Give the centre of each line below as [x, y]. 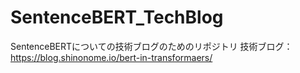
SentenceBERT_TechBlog [117, 17]
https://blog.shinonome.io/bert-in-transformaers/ [111, 57]
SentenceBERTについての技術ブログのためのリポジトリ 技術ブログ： [151, 46]
